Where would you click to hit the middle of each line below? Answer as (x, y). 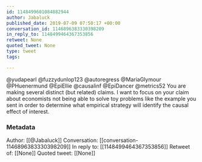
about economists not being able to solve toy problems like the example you (101, 99)
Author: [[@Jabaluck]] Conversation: (52, 140)
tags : (13, 57)
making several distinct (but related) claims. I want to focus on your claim (98, 92)
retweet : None (24, 40)
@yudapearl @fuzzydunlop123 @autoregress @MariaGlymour (84, 79)
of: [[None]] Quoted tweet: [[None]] (51, 153)
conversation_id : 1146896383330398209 (55, 29)
